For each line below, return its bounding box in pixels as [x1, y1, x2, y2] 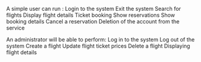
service [6, 24, 25, 31]
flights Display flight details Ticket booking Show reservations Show [6, 11, 175, 19]
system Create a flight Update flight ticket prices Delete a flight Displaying [6, 42, 190, 49]
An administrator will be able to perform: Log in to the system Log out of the [6, 36, 195, 43]
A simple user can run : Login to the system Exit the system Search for [6, 5, 181, 12]
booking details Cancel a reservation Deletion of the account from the [6, 18, 180, 25]
